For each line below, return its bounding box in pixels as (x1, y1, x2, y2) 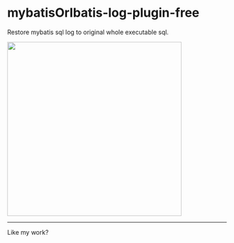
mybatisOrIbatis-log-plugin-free (7, 5, 200, 21)
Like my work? (7, 228, 49, 236)
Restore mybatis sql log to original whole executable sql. (7, 28, 169, 36)
